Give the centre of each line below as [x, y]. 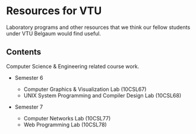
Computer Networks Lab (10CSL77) [67, 118]
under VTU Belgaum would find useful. [54, 33]
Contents [24, 52]
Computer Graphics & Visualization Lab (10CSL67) [85, 89]
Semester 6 [29, 77]
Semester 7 [29, 107]
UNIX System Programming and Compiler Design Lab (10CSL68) [102, 95]
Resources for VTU [54, 11]
